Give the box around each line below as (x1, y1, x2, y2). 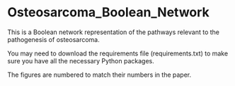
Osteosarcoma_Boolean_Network (7, 4, 210, 21)
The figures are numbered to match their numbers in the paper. (7, 70, 192, 79)
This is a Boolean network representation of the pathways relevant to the (7, 28, 220, 36)
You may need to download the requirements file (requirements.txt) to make (7, 49, 229, 58)
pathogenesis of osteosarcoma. (7, 35, 101, 43)
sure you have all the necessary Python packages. (7, 56, 154, 65)
